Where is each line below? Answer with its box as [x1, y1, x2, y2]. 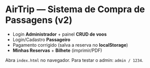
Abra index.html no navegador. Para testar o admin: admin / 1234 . [5, 57, 143, 63]
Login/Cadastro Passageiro [12, 37, 71, 43]
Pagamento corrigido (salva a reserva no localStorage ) [12, 42, 128, 48]
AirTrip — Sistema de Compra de [5, 4, 145, 15]
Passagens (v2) [5, 14, 72, 26]
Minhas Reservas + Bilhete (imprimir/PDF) [12, 47, 102, 53]
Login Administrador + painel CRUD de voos [12, 31, 107, 37]
